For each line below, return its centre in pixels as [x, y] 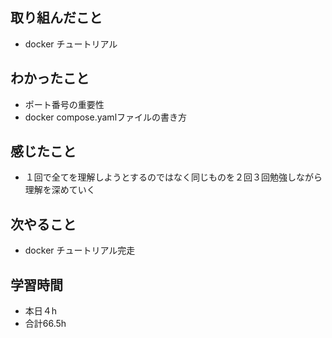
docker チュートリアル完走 [80, 250]
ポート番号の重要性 [64, 104]
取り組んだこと [56, 18]
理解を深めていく [60, 190]
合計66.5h [45, 324]
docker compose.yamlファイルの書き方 [106, 117]
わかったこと [50, 78]
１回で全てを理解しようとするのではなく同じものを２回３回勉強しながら [173, 177]
